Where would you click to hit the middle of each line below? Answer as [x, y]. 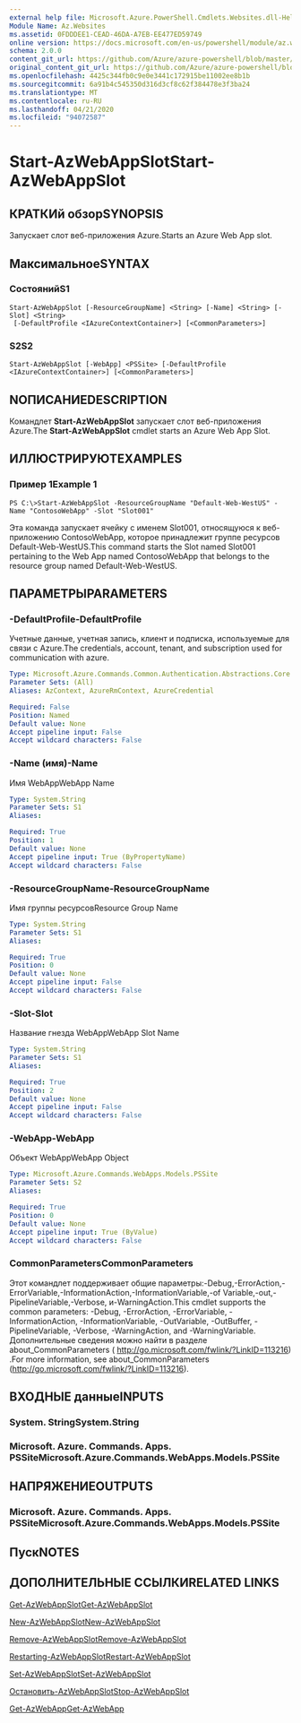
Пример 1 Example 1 [53, 485]
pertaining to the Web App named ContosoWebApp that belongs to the [140, 556]
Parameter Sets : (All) [52, 683]
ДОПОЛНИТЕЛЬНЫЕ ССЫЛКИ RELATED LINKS [144, 1583]
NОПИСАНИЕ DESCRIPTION [88, 400]
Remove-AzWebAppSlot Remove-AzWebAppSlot [98, 1639]
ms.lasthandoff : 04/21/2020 [62, 109]
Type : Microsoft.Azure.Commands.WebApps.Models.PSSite [114, 1175]
